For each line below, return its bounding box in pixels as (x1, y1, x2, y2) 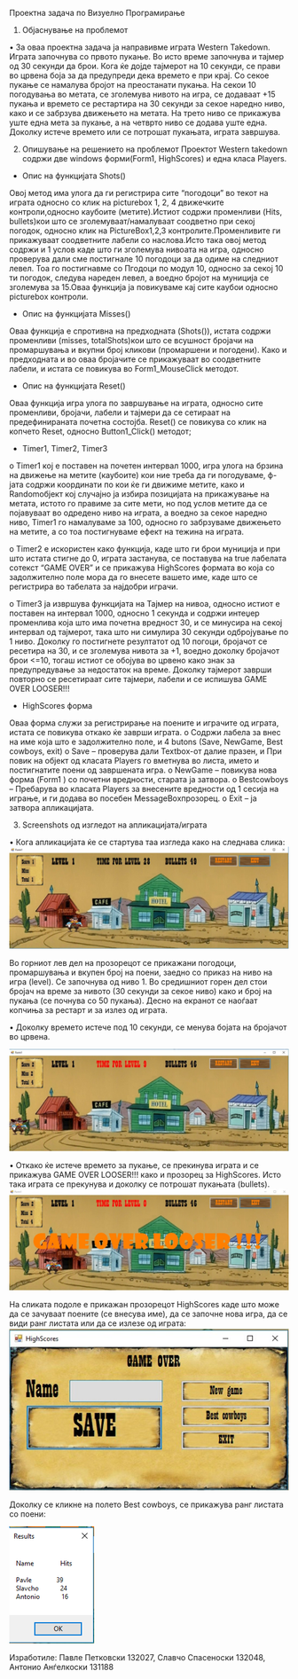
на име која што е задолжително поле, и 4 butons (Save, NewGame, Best (9, 736, 284, 747)
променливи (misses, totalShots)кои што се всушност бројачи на (9, 335, 255, 345)
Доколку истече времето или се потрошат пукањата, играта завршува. (9, 127, 281, 137)
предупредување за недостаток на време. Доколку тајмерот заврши (9, 664, 272, 675)
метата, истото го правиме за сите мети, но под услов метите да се (9, 498, 268, 508)
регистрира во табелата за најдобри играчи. (9, 581, 179, 592)
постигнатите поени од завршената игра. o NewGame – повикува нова (9, 765, 278, 775)
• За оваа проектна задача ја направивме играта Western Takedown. (9, 42, 271, 52)
